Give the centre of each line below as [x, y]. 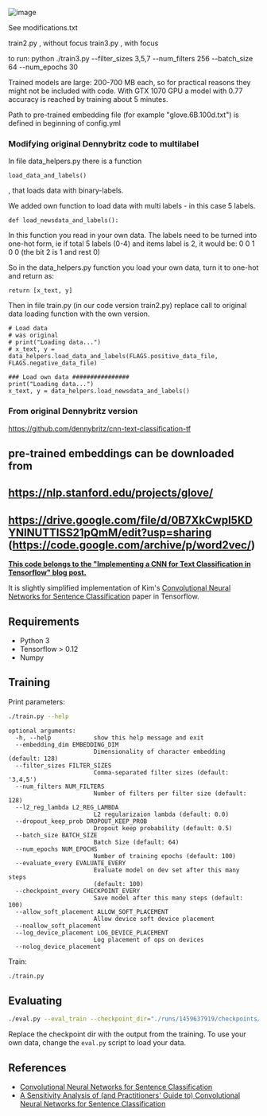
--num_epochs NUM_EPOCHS [56, 849]
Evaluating [35, 1000]
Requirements [44, 621]
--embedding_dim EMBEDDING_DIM [67, 744]
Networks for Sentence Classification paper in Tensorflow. [104, 596]
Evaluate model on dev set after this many [166, 870]
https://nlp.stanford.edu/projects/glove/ [111, 493]
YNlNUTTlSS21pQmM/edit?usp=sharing [110, 532]
